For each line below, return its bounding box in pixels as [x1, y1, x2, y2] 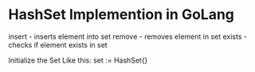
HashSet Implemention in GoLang [8, 6, 235, 24]
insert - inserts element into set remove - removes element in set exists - [8, 32, 247, 41]
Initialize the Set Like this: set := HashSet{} [8, 55, 148, 65]
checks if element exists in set [8, 40, 108, 49]
